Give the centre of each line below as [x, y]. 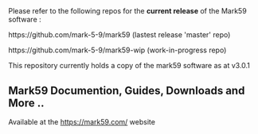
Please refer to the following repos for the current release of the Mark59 [127, 11]
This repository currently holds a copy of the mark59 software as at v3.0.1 [129, 66]
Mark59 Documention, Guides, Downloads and [127, 90]
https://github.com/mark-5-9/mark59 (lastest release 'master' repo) [119, 35]
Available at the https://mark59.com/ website [82, 122]
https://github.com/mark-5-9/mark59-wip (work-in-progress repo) [117, 50]
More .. [26, 103]
